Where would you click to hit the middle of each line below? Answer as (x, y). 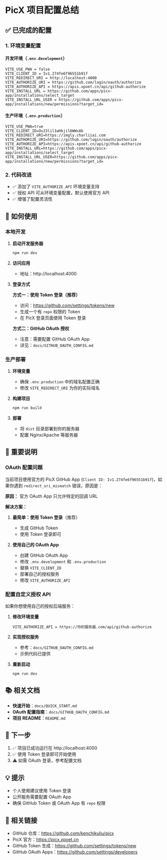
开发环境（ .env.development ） (36, 58)
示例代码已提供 (35, 653)
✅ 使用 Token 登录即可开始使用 (44, 754)
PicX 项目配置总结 (42, 10)
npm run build (27, 408)
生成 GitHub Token (39, 528)
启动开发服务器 (28, 243)
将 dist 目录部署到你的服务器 (50, 428)
